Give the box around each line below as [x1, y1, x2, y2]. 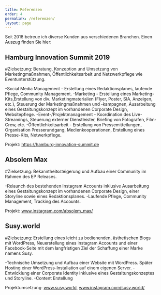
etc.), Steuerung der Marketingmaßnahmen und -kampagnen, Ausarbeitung [5, 101, 156, 107]
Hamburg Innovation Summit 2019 [5, 53, 110, 61]
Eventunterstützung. [5, 76, 46, 82]
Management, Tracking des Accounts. [5, 198, 81, 204]
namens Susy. [5, 250, 33, 256]
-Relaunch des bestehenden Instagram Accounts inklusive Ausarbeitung [5, 183, 149, 189]
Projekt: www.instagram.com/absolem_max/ [5, 208, 93, 213]
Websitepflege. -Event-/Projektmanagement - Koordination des [5, 112, 132, 117]
